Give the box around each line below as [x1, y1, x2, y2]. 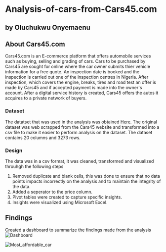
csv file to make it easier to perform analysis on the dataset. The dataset [5, 129, 153, 135]
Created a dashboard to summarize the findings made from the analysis [5, 227, 152, 233]
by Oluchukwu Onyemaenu [5, 23, 90, 32]
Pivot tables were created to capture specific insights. [12, 194, 122, 200]
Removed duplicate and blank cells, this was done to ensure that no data [12, 173, 161, 179]
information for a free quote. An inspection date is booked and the [5, 69, 140, 75]
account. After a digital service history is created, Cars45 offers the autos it [5, 90, 159, 96]
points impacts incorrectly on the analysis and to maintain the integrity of [12, 178, 161, 184]
